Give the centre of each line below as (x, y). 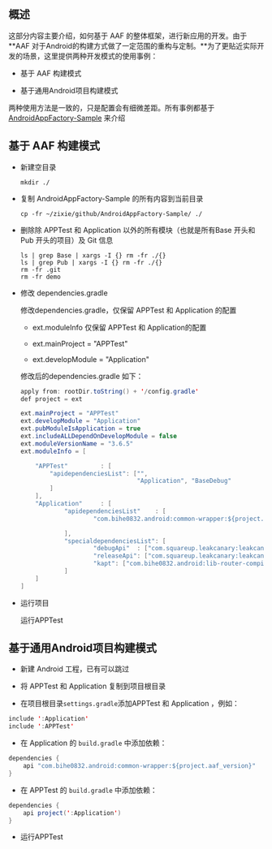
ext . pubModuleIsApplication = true (80, 429)
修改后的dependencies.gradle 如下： (82, 376)
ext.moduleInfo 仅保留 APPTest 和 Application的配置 (119, 327)
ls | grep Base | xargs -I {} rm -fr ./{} (93, 255)
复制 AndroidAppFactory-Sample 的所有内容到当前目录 (112, 198)
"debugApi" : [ (121, 549)
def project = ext (51, 399)
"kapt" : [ (110, 564)
